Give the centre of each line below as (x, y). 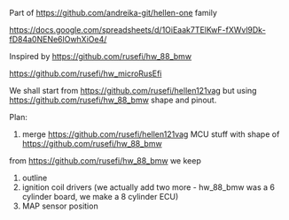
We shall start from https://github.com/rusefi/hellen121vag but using (133, 91)
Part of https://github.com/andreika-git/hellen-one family (113, 13)
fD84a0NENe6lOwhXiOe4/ (58, 39)
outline (35, 178)
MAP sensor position (60, 206)
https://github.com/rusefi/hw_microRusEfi (86, 73)
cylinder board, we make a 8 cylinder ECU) (100, 197)
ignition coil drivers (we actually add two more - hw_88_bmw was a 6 (148, 187)
